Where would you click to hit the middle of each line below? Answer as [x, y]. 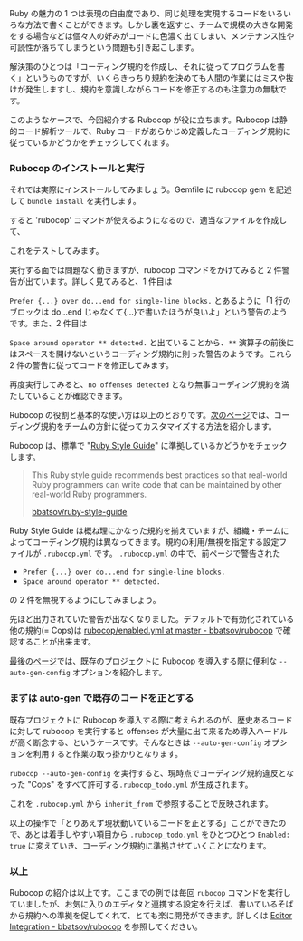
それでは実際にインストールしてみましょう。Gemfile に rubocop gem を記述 [151, 189]
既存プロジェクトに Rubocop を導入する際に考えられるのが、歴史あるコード [151, 720]
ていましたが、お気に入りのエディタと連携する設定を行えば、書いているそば [151, 904]
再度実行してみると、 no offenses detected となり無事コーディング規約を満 [149, 384]
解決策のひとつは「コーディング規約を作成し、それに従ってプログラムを [143, 67]
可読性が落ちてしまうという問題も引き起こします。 [104, 47]
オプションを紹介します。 [119, 673]
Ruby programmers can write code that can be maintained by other [156, 485]
